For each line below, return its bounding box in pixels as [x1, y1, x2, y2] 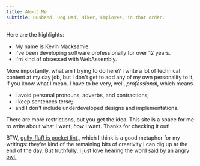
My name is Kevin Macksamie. [14, 43, 91, 50]
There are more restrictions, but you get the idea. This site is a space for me [6, 115, 194, 123]
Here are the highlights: [6, 31, 64, 38]
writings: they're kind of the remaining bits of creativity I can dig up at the [6, 140, 188, 147]
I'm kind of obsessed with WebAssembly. [14, 55, 117, 63]
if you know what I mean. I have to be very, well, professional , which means [6, 79, 193, 87]
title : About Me [6, 8, 47, 15]
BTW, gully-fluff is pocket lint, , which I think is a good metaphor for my [6, 134, 180, 141]
